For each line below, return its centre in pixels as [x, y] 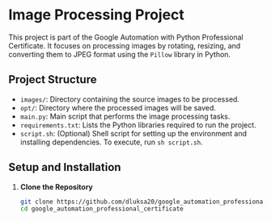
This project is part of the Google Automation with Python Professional [126, 37]
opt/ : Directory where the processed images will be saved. [118, 107]
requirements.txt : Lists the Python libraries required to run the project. [138, 125]
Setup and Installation [65, 167]
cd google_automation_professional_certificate [102, 209]
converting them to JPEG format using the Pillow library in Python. [120, 54]
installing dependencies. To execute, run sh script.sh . [112, 142]
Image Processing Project [96, 15]
